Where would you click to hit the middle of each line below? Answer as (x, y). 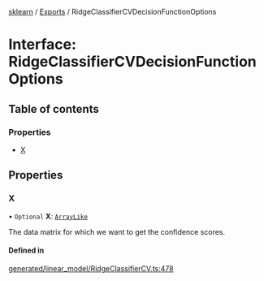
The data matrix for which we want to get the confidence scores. (117, 231)
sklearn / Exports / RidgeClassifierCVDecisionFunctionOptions (113, 12)
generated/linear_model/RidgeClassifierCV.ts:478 (91, 268)
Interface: (43, 45)
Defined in (26, 250)
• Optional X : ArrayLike (48, 216)
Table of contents (54, 109)
